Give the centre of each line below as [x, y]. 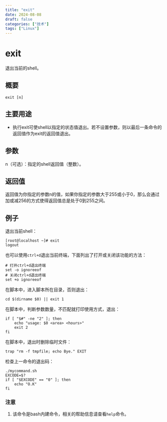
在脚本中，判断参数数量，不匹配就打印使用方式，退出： [62, 309]
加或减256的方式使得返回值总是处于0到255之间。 [57, 201]
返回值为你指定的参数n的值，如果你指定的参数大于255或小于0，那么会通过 [82, 194]
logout [12, 245]
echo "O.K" [26, 384]
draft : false [19, 19]
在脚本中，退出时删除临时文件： [38, 342]
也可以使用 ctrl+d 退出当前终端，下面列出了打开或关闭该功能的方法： [76, 255]
